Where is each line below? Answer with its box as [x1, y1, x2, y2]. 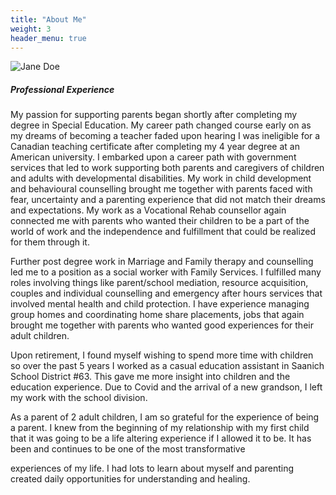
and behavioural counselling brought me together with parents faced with [10, 183, 313, 195]
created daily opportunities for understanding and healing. [10, 473, 251, 485]
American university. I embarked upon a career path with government [10, 151, 297, 163]
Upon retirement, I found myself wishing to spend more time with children [10, 349, 314, 361]
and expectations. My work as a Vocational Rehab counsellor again [10, 204, 287, 216]
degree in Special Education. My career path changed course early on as [10, 119, 312, 131]
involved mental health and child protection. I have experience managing [10, 298, 310, 310]
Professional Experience [10, 83, 115, 95]
